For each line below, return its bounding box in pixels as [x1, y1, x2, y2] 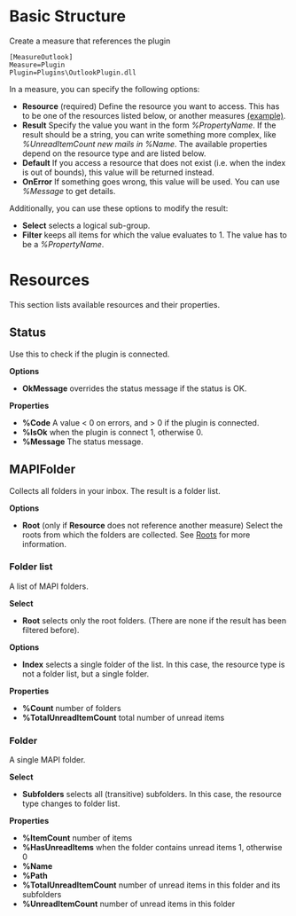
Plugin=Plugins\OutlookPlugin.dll [9, 68, 137, 77]
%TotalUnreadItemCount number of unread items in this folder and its [21, 880, 281, 890]
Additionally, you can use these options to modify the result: [9, 202, 229, 214]
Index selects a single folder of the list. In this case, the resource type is [21, 659, 285, 669]
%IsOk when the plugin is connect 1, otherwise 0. [21, 427, 204, 437]
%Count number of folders [21, 702, 121, 713]
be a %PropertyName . [21, 239, 105, 249]
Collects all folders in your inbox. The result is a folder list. [9, 485, 222, 496]
